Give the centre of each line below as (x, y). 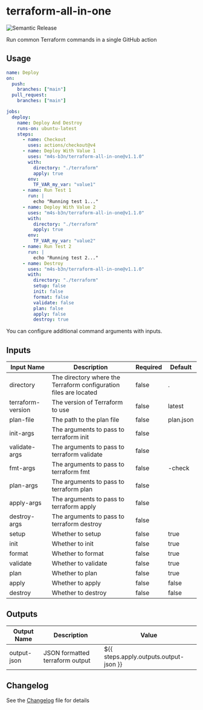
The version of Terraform (87, 402)
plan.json (181, 420)
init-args (22, 434)
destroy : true (51, 320)
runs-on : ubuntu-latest (47, 128)
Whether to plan (75, 573)
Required (149, 367)
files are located (75, 392)
